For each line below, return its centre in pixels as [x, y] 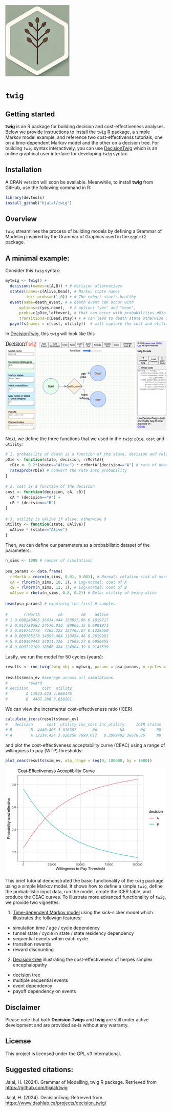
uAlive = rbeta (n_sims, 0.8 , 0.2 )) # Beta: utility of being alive [83, 593]
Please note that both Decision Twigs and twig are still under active [77, 1020]
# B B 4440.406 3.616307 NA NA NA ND [83, 730]
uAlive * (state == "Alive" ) [39, 530]
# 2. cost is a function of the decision [50, 487]
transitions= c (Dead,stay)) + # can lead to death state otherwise [91, 318]
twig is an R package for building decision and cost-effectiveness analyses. [85, 126]
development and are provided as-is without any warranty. [67, 1025]
